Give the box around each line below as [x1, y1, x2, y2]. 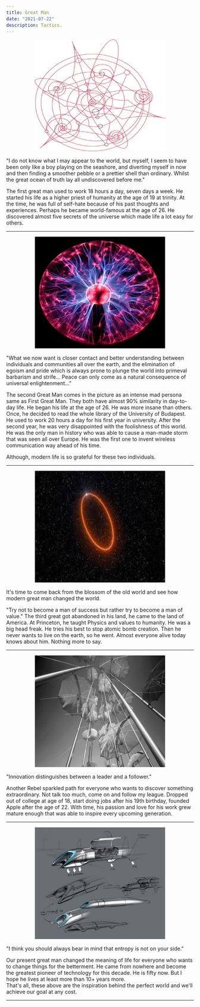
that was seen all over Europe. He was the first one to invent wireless [6, 435, 176, 443]
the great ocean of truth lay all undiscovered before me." [6, 176, 145, 183]
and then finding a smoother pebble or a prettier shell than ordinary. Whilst [6, 170, 189, 177]
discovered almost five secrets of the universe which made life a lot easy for [6, 213, 193, 220]
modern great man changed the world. [6, 595, 101, 602]
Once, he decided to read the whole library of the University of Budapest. [6, 410, 186, 417]
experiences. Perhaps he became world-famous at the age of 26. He [6, 207, 175, 214]
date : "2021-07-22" [6, 15, 55, 22]
